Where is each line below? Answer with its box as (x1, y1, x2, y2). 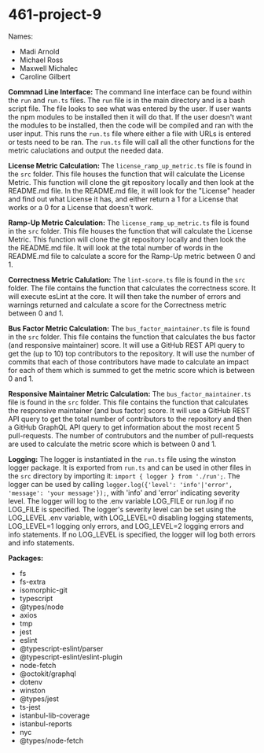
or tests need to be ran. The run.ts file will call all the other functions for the (8, 137, 255, 146)
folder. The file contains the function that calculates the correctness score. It (8, 283, 256, 293)
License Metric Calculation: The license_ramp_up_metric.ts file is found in (8, 161, 252, 170)
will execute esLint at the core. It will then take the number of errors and (8, 291, 241, 301)
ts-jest (19, 702, 41, 711)
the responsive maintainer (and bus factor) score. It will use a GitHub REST (8, 405, 251, 415)
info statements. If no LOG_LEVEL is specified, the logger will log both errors (8, 530, 256, 539)
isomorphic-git (19, 585, 68, 595)
